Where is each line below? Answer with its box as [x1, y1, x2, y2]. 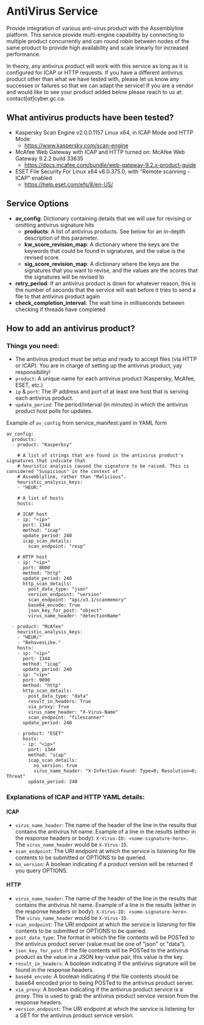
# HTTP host [17, 554, 47, 560]
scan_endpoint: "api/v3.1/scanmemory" [28, 597, 127, 603]
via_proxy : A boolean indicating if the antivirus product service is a [15, 985, 183, 993]
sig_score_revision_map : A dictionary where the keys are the [24, 260, 180, 267]
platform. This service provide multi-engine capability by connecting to [6, 31, 185, 38]
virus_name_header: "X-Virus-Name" [28, 709, 119, 716]
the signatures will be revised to [24, 273, 105, 281]
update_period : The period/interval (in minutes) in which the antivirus [15, 401, 188, 408]
